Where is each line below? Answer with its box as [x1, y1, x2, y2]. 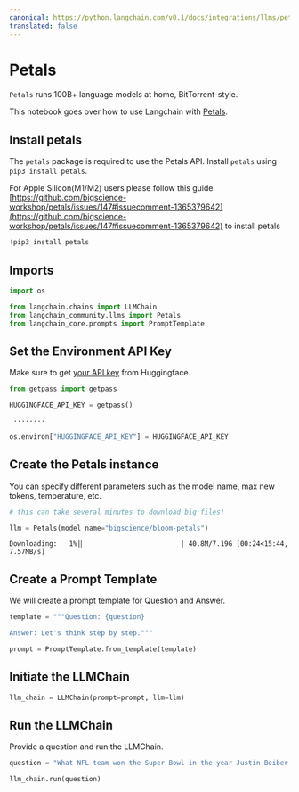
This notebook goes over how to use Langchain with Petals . [9, 106, 229, 117]
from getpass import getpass [9, 384, 117, 393]
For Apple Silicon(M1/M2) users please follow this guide [9, 183, 214, 194]
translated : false [9, 21, 77, 30]
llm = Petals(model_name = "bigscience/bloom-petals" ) [9, 524, 209, 532]
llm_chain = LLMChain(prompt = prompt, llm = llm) [9, 693, 185, 702]
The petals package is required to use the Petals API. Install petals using [9, 156, 278, 167]
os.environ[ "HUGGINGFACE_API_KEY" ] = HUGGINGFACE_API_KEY [9, 433, 229, 441]
